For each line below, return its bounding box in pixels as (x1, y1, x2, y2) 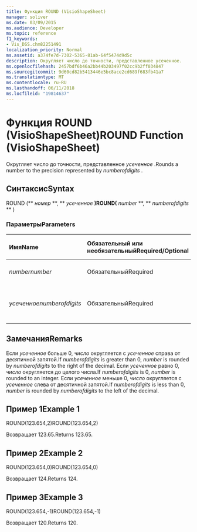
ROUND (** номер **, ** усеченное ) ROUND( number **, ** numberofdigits (6, 199, 189, 207)
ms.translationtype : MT (6, 74, 64, 80)
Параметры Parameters (6, 220, 76, 228)
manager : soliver (6, 14, 49, 20)
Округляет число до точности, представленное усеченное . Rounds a (6, 160, 179, 168)
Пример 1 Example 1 (6, 404, 80, 414)
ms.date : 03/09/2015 (6, 19, 57, 25)
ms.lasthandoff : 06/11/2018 (6, 85, 75, 91)
